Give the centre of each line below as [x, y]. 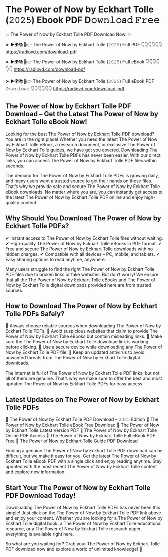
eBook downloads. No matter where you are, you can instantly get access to [84, 192]
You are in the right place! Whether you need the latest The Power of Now [81, 139]
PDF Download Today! [40, 496]
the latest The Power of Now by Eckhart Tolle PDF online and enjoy [74, 197]
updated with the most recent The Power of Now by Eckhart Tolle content [81, 467]
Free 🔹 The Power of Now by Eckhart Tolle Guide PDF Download [71, 441]
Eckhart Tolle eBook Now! [46, 122]
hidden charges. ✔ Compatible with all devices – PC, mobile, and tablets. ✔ [83, 254]
